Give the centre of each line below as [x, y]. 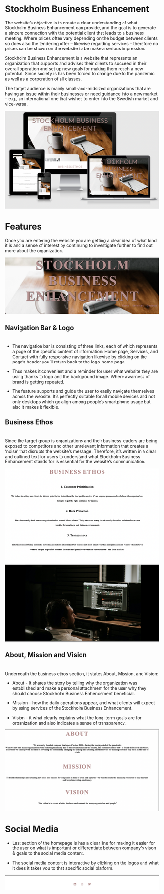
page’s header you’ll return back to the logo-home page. [69, 362]
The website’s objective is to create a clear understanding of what [71, 23]
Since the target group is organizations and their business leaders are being [81, 441]
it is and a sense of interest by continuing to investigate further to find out [79, 245]
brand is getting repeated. [38, 382]
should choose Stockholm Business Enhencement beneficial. [73, 694]
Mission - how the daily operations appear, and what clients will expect [83, 703]
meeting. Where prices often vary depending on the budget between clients [81, 38]
